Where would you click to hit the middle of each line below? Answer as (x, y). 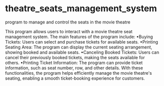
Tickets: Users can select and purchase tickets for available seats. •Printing (82, 42)
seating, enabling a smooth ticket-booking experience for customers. (75, 78)
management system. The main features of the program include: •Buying (79, 37)
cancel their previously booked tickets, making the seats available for (75, 57)
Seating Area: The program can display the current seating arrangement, (79, 47)
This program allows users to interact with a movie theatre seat (69, 31)
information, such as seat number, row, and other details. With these (74, 68)
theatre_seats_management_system (81, 9)
